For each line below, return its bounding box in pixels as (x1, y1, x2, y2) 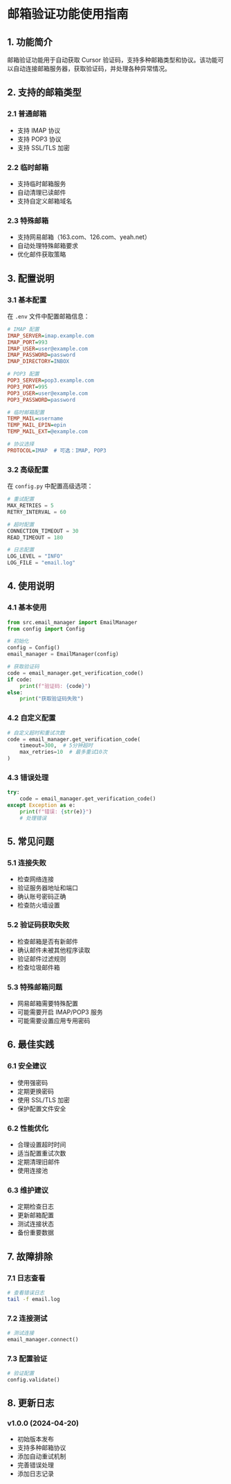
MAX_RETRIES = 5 (7, 502, 54, 509)
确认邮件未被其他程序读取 (17, 946, 91, 954)
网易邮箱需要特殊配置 (17, 999, 78, 1007)
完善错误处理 (17, 1461, 54, 1469)
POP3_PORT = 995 (7, 383, 48, 390)
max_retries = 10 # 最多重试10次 (19, 749, 108, 756)
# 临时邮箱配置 (7, 409, 45, 416)
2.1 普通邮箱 (7, 109, 47, 118)
